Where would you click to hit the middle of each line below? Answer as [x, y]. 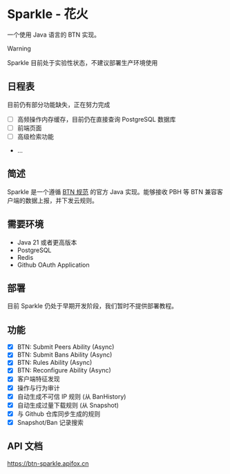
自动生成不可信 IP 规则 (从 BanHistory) [71, 396]
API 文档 [25, 446]
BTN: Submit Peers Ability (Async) [66, 347]
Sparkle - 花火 [48, 14]
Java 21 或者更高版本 [47, 242]
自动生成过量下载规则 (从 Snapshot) [68, 405]
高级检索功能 [35, 136]
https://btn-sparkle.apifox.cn [48, 463]
